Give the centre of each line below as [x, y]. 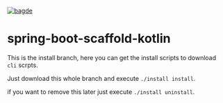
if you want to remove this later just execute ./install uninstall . [101, 92]
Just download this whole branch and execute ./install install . [101, 78]
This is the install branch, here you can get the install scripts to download [112, 57]
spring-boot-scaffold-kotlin [89, 39]
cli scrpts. [23, 65]
